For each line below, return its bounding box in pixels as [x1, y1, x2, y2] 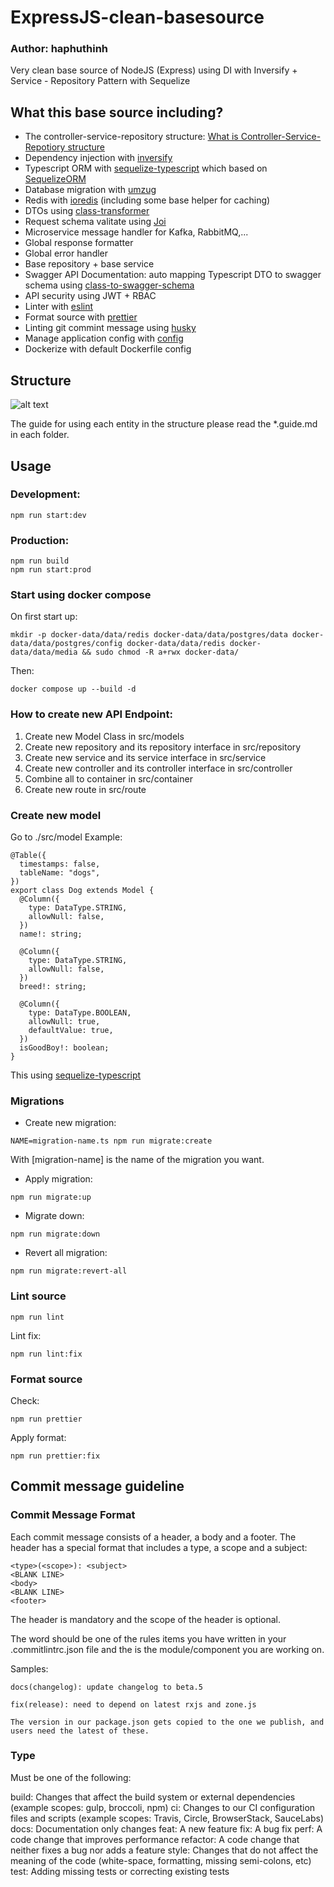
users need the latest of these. [10, 1726, 150, 1736]
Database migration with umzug [24, 184, 157, 196]
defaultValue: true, [28, 1025, 114, 1035]
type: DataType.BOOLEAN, [28, 1007, 132, 1018]
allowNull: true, [28, 1016, 101, 1026]
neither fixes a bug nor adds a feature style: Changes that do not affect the [10, 1844, 319, 1856]
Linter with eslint [24, 301, 94, 313]
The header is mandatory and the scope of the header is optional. [10, 1613, 281, 1625]
